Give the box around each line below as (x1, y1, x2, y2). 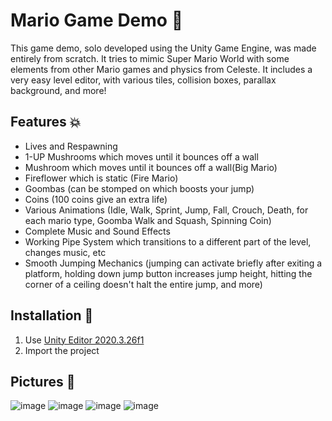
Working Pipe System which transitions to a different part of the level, (24, 235, 312, 248)
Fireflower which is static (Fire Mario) (24, 172, 179, 184)
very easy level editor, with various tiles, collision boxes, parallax (10, 74, 277, 86)
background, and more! (10, 84, 107, 96)
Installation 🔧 (10, 307, 94, 324)
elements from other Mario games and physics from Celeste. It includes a (10, 63, 313, 75)
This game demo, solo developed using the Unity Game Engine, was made (10, 42, 317, 54)
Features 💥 (10, 114, 82, 131)
